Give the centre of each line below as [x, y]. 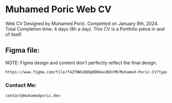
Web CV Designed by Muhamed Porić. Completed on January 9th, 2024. [82, 23]
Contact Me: [21, 85]
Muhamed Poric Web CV [58, 9]
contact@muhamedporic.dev [33, 95]
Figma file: [23, 50]
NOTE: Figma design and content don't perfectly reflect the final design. [81, 63]
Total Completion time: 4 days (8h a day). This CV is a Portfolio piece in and [85, 29]
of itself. [14, 34]
